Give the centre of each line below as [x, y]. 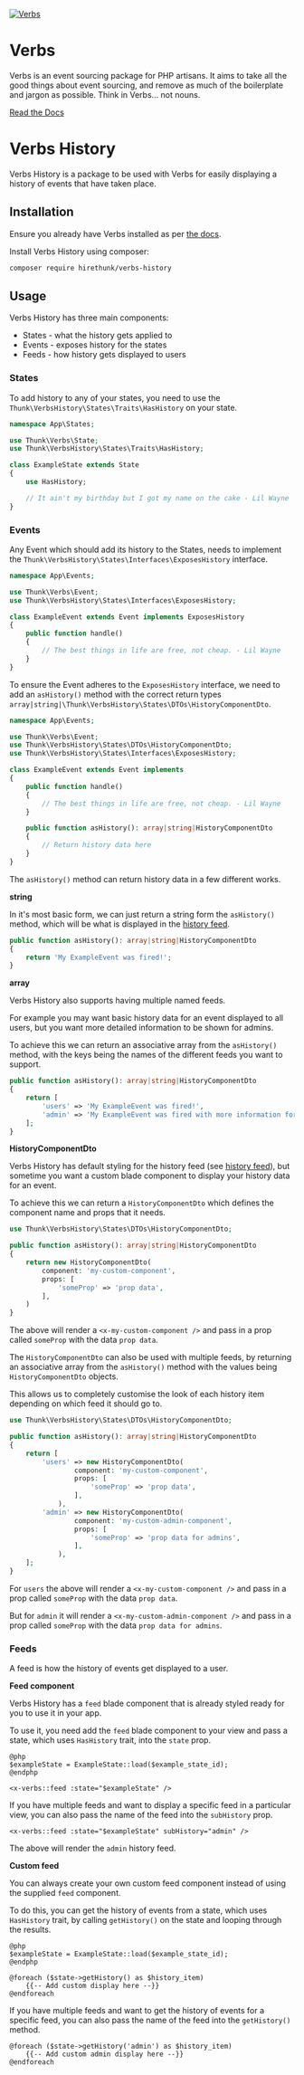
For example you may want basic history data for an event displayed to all [146, 1018]
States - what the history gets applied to [97, 336]
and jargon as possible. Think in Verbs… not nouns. [105, 94]
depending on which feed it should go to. [86, 1404]
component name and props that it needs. [87, 1213]
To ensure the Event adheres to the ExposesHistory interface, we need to [145, 684]
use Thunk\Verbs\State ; [54, 440]
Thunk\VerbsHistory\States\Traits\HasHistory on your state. [123, 407]
